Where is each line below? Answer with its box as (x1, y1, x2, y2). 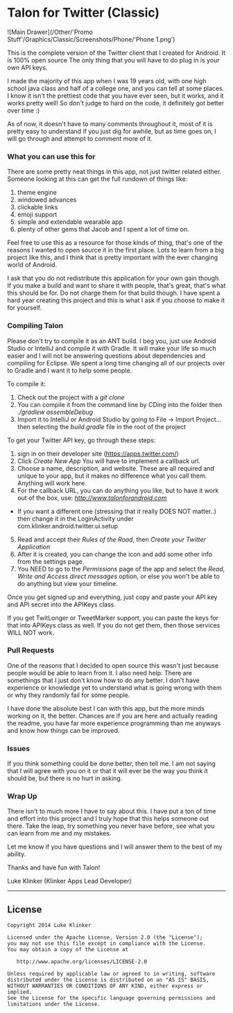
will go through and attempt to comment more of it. (7, 134, 153, 143)
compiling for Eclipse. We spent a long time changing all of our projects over (7, 358, 225, 367)
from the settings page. (17, 557, 85, 566)
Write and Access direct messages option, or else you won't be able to (17, 572, 220, 580)
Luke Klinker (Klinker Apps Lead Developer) (7, 877, 132, 885)
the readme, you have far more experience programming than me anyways (7, 719, 221, 727)
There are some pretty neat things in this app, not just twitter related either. (7, 168, 222, 176)
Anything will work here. (17, 478, 87, 487)
